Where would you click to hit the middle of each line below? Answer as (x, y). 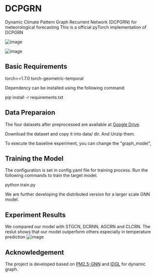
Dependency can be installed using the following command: (65, 88)
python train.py (20, 185)
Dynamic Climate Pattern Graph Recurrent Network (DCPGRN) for (71, 22)
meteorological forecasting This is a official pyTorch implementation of (76, 27)
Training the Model (34, 158)
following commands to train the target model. (51, 176)
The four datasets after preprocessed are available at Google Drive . (73, 124)
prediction (15, 237)
